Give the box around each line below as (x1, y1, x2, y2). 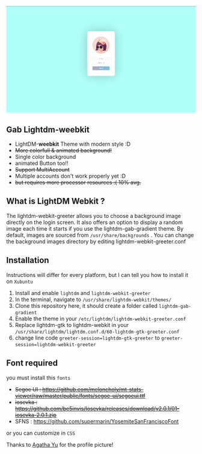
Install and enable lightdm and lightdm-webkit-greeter (14, 289, 151, 296)
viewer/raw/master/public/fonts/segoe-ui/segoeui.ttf (14, 392, 145, 399)
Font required (6, 358, 58, 368)
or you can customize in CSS (6, 429, 75, 437)
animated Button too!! (14, 160, 69, 167)
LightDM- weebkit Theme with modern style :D (14, 140, 131, 148)
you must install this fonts (6, 374, 71, 381)
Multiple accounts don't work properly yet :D (14, 172, 126, 180)
